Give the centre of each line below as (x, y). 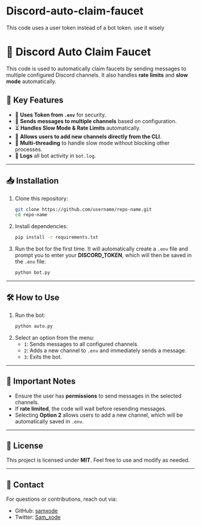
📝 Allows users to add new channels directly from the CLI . (88, 136)
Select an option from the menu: (54, 337)
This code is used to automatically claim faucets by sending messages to (96, 68)
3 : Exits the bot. (43, 357)
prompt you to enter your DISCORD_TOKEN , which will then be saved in (103, 255)
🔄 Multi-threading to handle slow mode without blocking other (92, 143)
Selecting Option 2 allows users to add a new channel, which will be (99, 415)
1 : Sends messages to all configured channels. (81, 344)
